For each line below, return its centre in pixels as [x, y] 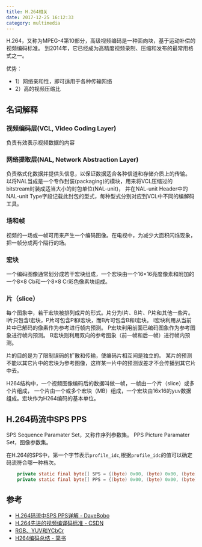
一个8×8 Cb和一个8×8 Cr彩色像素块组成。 [59, 281]
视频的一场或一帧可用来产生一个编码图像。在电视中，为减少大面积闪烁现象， [101, 235]
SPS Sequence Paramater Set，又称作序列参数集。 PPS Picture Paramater [98, 435]
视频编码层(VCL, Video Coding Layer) [61, 128]
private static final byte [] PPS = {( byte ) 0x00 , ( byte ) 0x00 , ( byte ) [107, 479]
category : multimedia [33, 23]
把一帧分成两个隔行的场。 [38, 243]
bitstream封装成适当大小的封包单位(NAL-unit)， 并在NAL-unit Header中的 [97, 189]
